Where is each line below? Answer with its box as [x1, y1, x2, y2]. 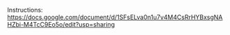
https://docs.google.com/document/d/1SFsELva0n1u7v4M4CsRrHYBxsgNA [7, 13, 223, 21]
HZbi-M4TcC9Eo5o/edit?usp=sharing [7, 21, 115, 28]
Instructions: [7, 6, 43, 14]
